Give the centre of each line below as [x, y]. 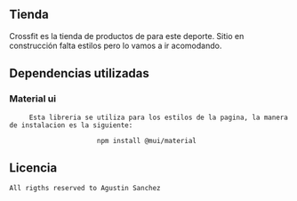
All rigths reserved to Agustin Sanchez [85, 189]
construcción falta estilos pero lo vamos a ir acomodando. [116, 45]
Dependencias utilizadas [79, 73]
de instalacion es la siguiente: [71, 125]
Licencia [33, 168]
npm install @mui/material [147, 141]
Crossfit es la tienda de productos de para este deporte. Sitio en [127, 36]
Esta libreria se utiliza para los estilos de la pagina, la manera [159, 117]
